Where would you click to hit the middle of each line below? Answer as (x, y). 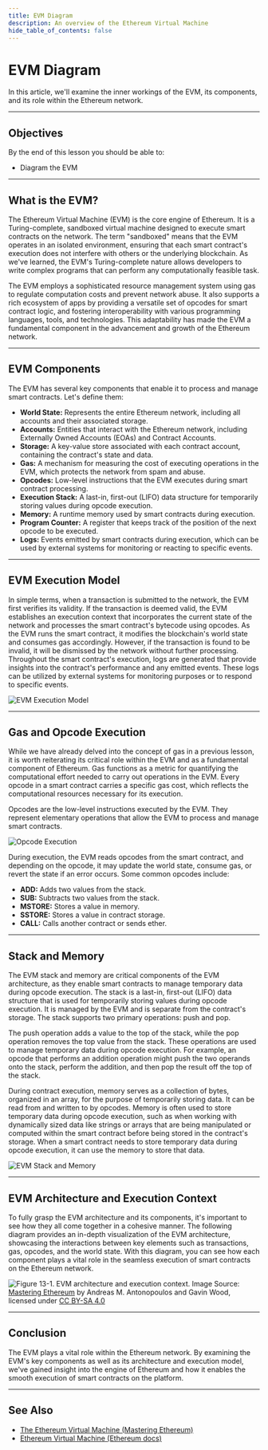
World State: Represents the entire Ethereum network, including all (130, 412)
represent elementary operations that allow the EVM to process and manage (134, 818)
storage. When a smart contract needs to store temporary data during (123, 1142)
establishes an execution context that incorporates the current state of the (130, 617)
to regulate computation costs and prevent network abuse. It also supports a (134, 294)
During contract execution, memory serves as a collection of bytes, (119, 1091)
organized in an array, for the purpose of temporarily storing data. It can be (132, 1099)
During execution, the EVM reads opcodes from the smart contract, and (126, 857)
